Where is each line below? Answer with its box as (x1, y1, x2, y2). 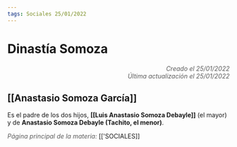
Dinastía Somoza (7, 40, 108, 57)
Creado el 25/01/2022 (165, 64, 230, 73)
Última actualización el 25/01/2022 (127, 71, 230, 80)
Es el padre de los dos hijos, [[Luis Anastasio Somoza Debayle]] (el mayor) (7, 111, 227, 119)
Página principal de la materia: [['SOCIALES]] (7, 132, 140, 141)
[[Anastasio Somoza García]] (7, 92, 138, 104)
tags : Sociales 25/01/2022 (7, 10, 87, 18)
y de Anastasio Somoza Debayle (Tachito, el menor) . (7, 118, 164, 127)
